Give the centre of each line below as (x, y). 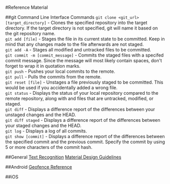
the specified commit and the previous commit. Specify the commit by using (85, 142)
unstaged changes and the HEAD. (41, 115)
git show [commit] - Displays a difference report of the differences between (85, 136)
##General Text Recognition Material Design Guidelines (63, 157)
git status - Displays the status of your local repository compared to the (82, 93)
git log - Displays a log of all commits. (46, 131)
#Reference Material (27, 7)
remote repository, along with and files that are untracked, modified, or (79, 98)
